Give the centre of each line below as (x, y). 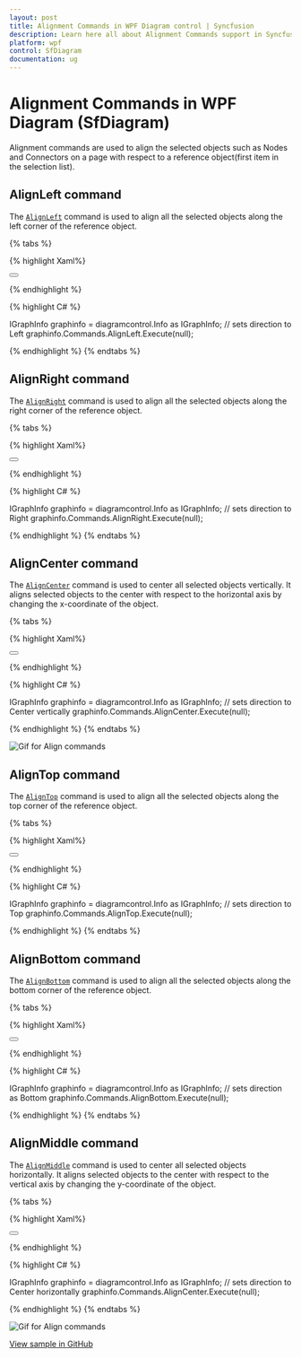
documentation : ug (43, 59)
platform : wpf (36, 43)
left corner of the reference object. (73, 226)
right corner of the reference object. (76, 410)
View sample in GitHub (52, 1344)
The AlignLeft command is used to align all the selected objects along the (146, 216)
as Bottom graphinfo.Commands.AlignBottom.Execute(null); (119, 1098)
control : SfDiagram (46, 51)
